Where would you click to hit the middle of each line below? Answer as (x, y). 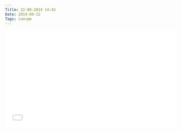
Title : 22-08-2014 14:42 (30, 10)
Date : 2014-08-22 (23, 14)
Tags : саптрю (18, 19)
